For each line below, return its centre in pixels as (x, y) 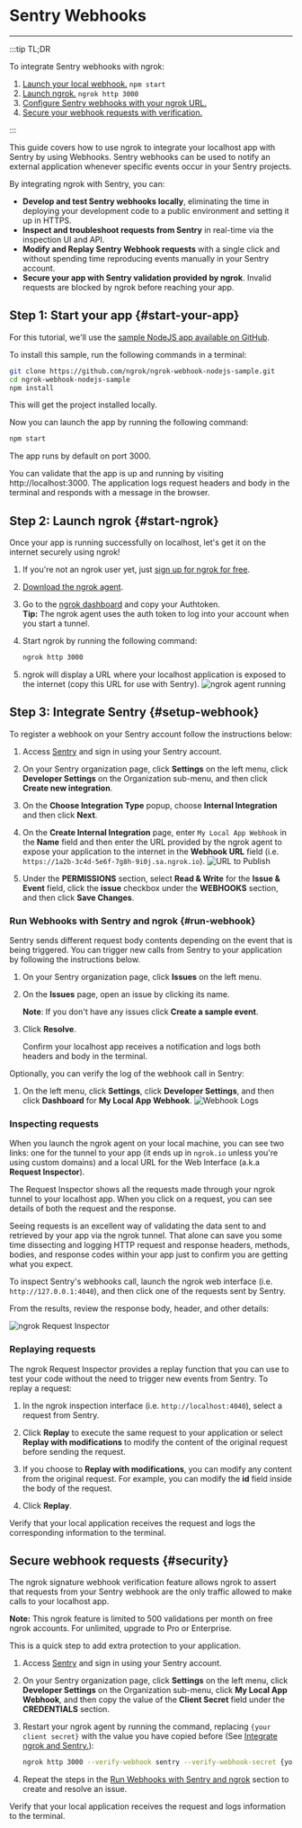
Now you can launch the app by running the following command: (129, 423)
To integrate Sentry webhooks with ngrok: (87, 66)
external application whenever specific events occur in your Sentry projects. (151, 166)
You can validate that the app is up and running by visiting (117, 474)
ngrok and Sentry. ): (58, 1746)
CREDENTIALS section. (66, 1709)
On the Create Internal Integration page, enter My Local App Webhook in (155, 832)
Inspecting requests (54, 1123)
